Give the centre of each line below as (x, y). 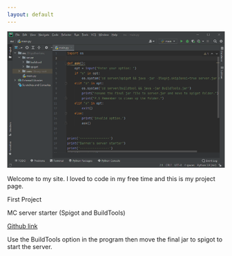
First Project (25, 199)
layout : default (30, 14)
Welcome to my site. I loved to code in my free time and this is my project (111, 178)
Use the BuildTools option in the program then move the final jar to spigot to (115, 239)
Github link (22, 226)
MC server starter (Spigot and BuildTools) (66, 213)
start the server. (30, 246)
